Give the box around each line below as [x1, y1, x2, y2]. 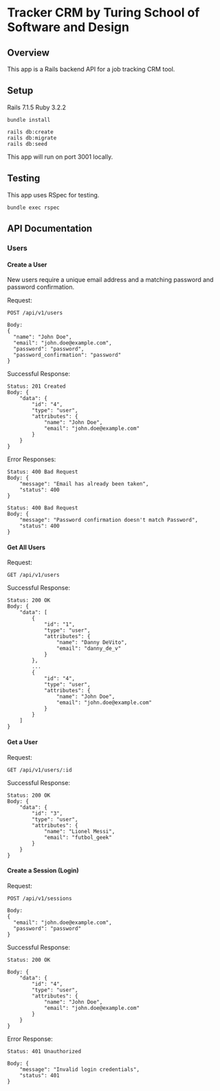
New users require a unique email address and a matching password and [7, 276, 214, 284]
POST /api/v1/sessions [7, 895, 72, 902]
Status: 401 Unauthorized [7, 1048, 81, 1055]
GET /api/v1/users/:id [7, 767, 72, 773]
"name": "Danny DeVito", [56, 639, 128, 646]
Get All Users [7, 543, 46, 551]
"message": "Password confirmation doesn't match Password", [19, 517, 198, 524]
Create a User [7, 260, 47, 269]
